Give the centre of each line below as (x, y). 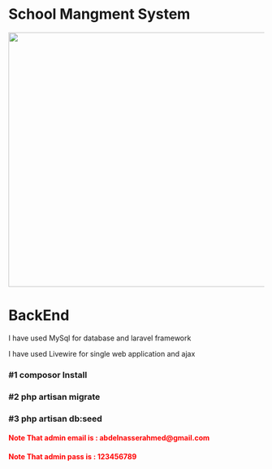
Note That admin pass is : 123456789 (73, 456)
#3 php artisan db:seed (56, 419)
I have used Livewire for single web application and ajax (102, 353)
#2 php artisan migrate (54, 397)
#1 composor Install (48, 375)
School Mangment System (99, 14)
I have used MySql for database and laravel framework (100, 338)
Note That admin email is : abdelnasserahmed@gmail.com (109, 438)
